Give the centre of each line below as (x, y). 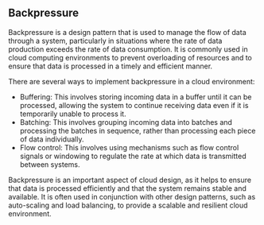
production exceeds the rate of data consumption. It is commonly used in (128, 49)
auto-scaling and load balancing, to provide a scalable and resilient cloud (128, 205)
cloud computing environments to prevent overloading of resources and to (130, 57)
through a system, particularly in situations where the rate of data (115, 41)
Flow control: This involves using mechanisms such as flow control (129, 147)
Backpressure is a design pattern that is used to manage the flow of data (127, 32)
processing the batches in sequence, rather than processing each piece (138, 130)
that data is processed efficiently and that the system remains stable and (127, 188)
